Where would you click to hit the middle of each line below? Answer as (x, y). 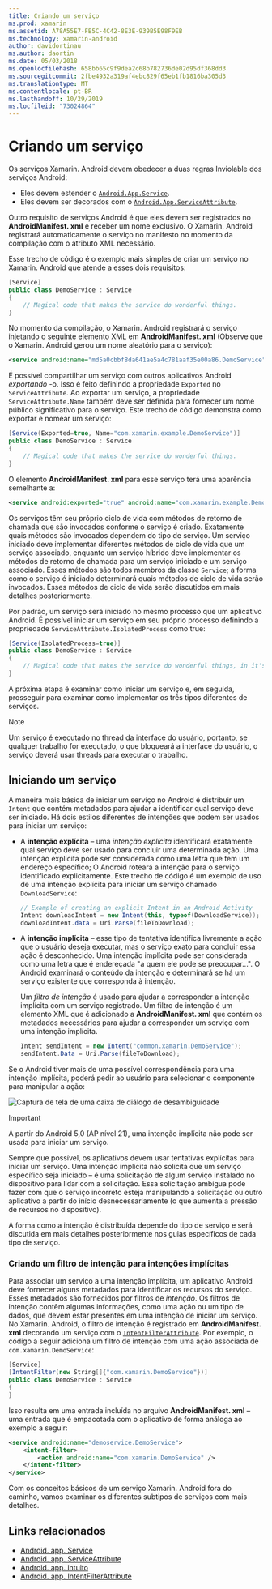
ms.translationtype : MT (49, 83)
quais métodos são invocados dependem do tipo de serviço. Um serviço (130, 535)
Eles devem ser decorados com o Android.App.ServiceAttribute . (129, 202)
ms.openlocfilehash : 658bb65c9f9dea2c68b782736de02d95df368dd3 (117, 69)
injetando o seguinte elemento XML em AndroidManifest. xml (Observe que (136, 336)
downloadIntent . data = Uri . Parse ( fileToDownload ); (107, 923)
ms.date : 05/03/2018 (43, 62)
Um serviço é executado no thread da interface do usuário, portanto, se (128, 737)
